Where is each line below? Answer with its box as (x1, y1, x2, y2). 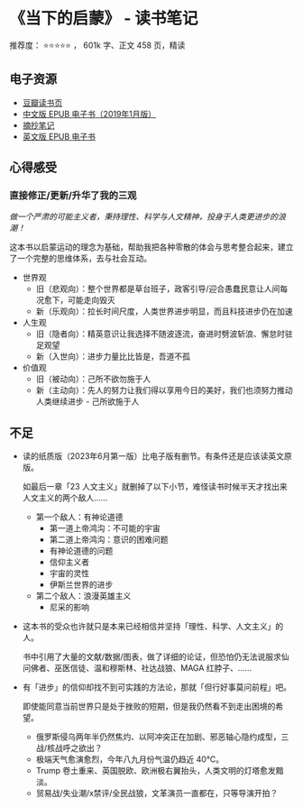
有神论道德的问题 (49, 546, 114, 556)
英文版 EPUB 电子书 (22, 131, 96, 142)
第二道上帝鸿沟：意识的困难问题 (49, 534, 169, 546)
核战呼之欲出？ (46, 743, 103, 754)
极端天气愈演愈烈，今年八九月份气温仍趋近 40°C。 (35, 754, 225, 765)
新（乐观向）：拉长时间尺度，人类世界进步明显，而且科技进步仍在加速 (35, 306, 293, 316)
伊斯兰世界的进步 (49, 579, 114, 591)
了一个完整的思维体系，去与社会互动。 (9, 253, 151, 264)
